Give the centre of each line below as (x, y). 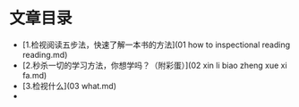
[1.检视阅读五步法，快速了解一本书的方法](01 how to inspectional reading (156, 45)
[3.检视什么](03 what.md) (69, 86)
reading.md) (45, 54)
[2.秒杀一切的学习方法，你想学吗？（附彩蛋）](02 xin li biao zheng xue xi (155, 65)
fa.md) (34, 75)
